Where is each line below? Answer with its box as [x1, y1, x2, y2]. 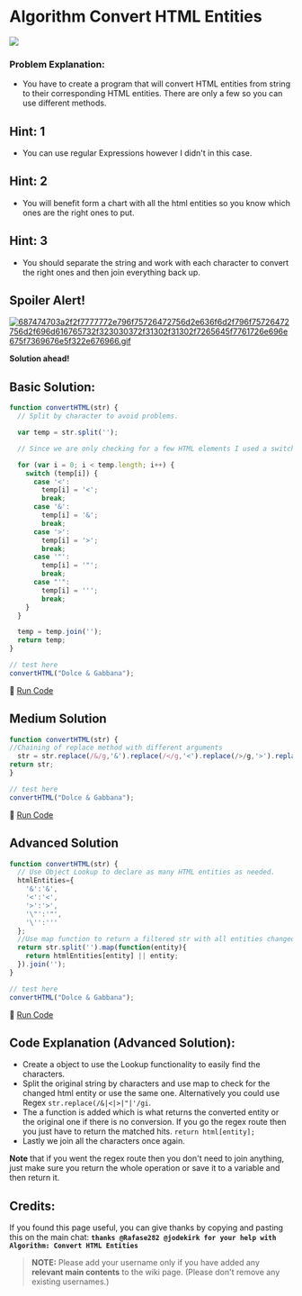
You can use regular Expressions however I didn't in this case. [22, 148, 253, 159]
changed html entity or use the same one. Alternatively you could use [22, 1088, 280, 1099]
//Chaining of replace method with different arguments [9, 743, 223, 753]
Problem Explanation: [9, 58, 105, 70]
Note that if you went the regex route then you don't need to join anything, [9, 1153, 285, 1164]
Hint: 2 [9, 174, 48, 189]
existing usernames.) [31, 1276, 110, 1287]
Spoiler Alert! [9, 293, 85, 308]
